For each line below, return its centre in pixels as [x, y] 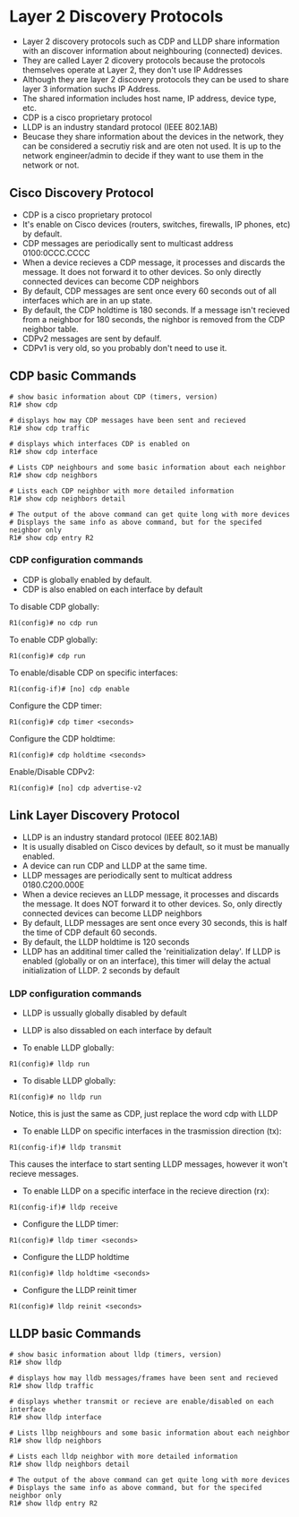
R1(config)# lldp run [50, 1064]
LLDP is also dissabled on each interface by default [117, 1030]
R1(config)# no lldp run [56, 1097]
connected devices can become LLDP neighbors [112, 913]
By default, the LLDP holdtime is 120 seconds [106, 941]
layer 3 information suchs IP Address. [91, 89]
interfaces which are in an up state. [87, 300]
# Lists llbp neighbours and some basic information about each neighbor [150, 1433]
